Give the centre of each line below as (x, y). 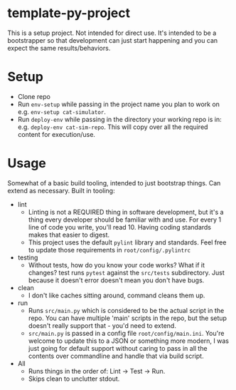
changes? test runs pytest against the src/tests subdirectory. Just (127, 272)
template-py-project (69, 13)
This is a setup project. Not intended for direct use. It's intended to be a (112, 33)
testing (28, 257)
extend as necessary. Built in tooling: (61, 190)
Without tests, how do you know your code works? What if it (116, 265)
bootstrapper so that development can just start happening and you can (113, 40)
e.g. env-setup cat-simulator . (62, 111)
